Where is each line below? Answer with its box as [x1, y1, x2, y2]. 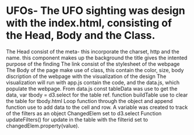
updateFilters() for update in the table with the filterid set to [6, 116, 149, 123]
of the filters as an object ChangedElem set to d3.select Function [6, 109, 162, 117]
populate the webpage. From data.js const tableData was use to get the [6, 85, 178, 92]
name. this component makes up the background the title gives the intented [6, 54, 188, 61]
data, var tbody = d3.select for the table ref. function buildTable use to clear [6, 91, 188, 98]
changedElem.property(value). [6, 122, 80, 129]
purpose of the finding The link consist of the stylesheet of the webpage [6, 60, 180, 67]
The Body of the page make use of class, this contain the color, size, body [6, 66, 184, 73]
